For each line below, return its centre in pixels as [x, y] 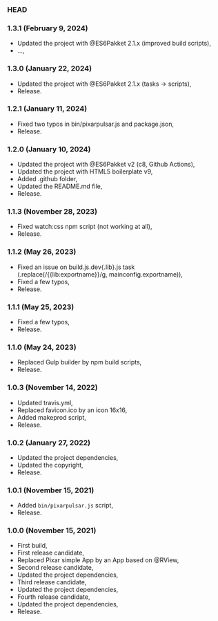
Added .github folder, [47, 179]
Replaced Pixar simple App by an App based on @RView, [98, 560]
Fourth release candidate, [54, 597]
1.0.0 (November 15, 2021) [52, 530]
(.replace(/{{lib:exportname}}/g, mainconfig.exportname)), [100, 274]
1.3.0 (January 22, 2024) [50, 68]
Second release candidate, [55, 568]
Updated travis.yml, [45, 402]
